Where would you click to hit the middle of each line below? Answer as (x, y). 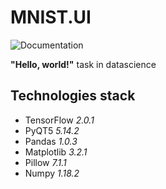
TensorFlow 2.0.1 (59, 120)
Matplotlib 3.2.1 (56, 152)
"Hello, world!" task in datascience (83, 64)
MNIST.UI (51, 17)
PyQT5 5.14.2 (52, 130)
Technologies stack (73, 96)
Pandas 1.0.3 (51, 141)
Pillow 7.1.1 (45, 162)
